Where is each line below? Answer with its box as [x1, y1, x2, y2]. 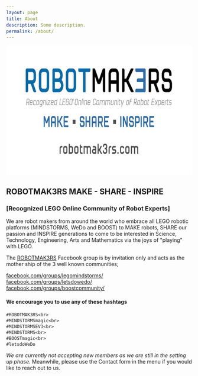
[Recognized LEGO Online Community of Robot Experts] [6, 204, 170, 212]
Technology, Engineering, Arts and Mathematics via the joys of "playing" [6, 236, 183, 244]
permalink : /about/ [6, 28, 54, 34]
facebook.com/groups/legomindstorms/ [6, 272, 103, 279]
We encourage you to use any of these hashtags [6, 298, 128, 305]
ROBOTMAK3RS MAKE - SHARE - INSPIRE [6, 186, 164, 196]
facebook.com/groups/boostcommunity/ [6, 284, 105, 291]
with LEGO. [6, 242, 34, 249]
